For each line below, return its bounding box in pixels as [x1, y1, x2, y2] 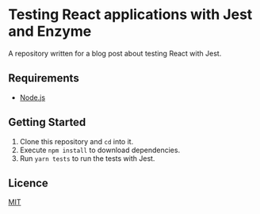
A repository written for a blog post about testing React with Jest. [8, 48, 222, 58]
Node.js [19, 93, 46, 102]
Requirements [8, 71, 79, 85]
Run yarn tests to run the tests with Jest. [19, 153, 155, 163]
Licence [8, 176, 49, 189]
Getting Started [8, 116, 86, 129]
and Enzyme [8, 22, 92, 40]
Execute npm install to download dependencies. [19, 145, 181, 155]
